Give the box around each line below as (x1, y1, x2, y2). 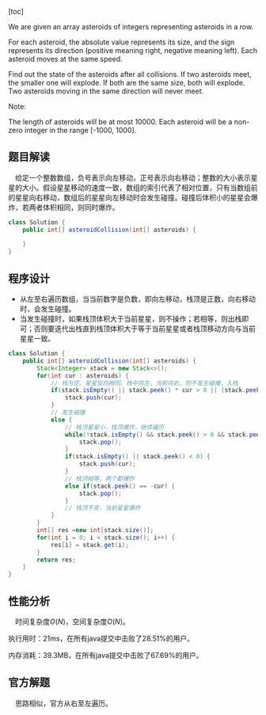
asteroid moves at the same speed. (8, 55, 123, 63)
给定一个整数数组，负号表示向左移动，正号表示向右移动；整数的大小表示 (15, 173, 251, 182)
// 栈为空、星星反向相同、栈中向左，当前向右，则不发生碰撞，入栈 (50, 379, 239, 387)
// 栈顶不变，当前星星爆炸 (64, 504, 141, 512)
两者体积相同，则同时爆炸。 (28, 202, 120, 212)
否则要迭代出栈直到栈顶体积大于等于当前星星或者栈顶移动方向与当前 (33, 324, 256, 333)
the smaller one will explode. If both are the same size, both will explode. (8, 78, 245, 87)
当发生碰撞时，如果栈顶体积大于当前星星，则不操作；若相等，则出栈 (19, 314, 242, 323)
